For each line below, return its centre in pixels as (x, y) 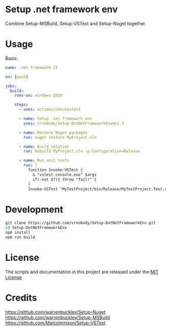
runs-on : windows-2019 (38, 95)
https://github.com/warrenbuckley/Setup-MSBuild (58, 317)
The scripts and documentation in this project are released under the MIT (82, 272)
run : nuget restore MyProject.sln (60, 137)
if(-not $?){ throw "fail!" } (64, 180)
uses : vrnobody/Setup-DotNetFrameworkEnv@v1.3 (74, 123)
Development (34, 209)
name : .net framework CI (32, 67)
